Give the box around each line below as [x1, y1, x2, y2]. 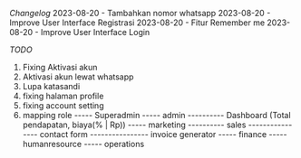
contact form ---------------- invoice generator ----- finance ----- [39, 129, 287, 139]
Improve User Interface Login [40, 27, 150, 37]
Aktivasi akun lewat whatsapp [22, 71, 134, 82]
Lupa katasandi [22, 81, 81, 91]
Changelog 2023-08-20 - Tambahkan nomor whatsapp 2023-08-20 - [9, 8, 271, 18]
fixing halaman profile [22, 90, 104, 101]
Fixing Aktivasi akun [22, 62, 98, 72]
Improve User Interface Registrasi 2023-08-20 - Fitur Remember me [9, 17, 266, 28]
